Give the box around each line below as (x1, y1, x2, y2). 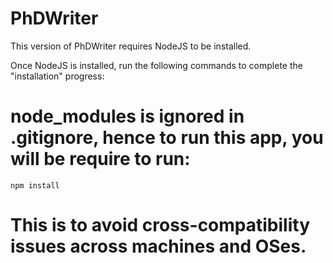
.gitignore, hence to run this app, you (10, 127, 324, 149)
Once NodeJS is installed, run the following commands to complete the (10, 59, 303, 71)
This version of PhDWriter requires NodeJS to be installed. (10, 40, 252, 52)
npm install (10, 180, 60, 191)
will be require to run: (10, 148, 191, 171)
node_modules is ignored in (10, 105, 245, 128)
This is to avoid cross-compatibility (10, 214, 310, 237)
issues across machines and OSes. (10, 235, 307, 258)
